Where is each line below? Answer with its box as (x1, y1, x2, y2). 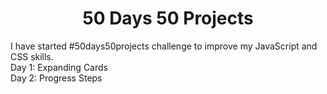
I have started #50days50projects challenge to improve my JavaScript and (10, 40, 318, 52)
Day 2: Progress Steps (10, 72, 103, 84)
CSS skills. (10, 50, 54, 62)
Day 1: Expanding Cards (10, 61, 108, 73)
